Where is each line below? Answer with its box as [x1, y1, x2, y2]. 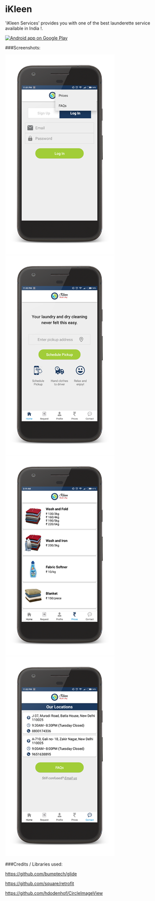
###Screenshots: [5, 44, 41, 50]
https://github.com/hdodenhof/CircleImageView [5, 890, 103, 896]
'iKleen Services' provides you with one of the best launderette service [5, 20, 151, 26]
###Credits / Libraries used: [5, 861, 63, 867]
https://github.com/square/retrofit [5, 880, 75, 887]
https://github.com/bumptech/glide [5, 871, 77, 877]
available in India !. [5, 25, 43, 31]
